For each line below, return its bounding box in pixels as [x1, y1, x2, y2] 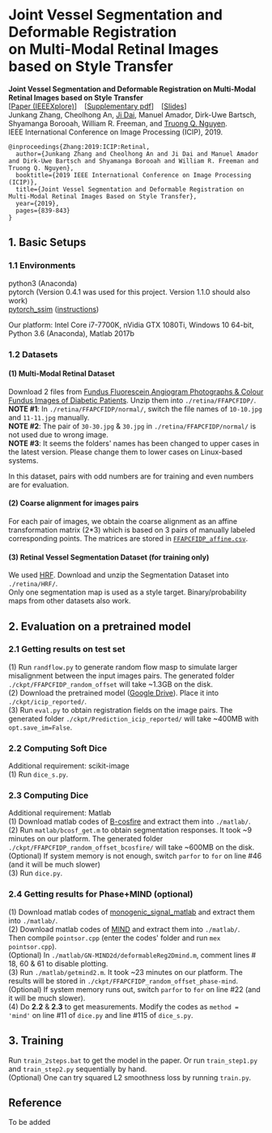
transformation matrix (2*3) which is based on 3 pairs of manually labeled [8, 525, 256, 535]
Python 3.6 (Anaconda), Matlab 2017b [8, 328, 135, 338]
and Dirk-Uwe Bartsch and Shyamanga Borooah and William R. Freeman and [8, 156, 259, 165]
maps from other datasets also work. [8, 596, 131, 606]
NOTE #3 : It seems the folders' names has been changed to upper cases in [8, 438, 260, 448]
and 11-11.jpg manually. [8, 412, 90, 422]
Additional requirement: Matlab [8, 808, 112, 818]
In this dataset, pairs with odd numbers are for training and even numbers [8, 471, 254, 481]
